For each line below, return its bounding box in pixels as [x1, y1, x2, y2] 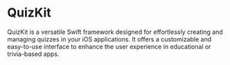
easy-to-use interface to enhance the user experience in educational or [7, 42, 211, 50]
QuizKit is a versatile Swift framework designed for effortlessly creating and [7, 28, 223, 36]
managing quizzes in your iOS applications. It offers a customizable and [7, 35, 212, 43]
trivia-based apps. [7, 50, 60, 58]
